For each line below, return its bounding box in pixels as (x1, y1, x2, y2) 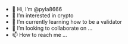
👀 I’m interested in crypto (11, 12, 74, 19)
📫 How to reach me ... (11, 32, 67, 38)
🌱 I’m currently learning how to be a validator (11, 18, 122, 25)
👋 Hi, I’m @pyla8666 (11, 6, 63, 12)
